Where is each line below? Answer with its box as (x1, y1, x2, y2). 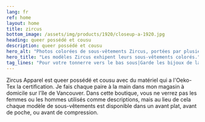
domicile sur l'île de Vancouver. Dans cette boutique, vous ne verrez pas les (6, 89, 197, 97)
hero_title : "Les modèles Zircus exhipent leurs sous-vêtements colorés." (6, 54, 201, 60)
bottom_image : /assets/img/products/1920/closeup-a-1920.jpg (6, 32, 165, 38)
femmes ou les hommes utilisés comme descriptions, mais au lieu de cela (6, 95, 191, 103)
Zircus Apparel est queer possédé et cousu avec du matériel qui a (6, 76, 172, 84)
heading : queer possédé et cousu (6, 37, 92, 43)
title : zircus (6, 25, 43, 32)
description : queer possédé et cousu (6, 43, 103, 49)
